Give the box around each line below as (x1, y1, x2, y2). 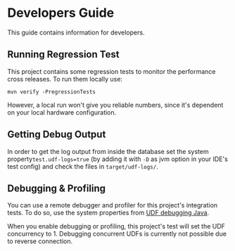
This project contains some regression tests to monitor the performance (7, 67, 216, 75)
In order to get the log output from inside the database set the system (7, 147, 209, 155)
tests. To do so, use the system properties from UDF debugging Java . (7, 209, 210, 217)
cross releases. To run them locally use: (7, 75, 123, 83)
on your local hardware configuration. (7, 108, 117, 117)
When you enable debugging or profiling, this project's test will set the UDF (7, 222, 225, 231)
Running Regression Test (7, 49, 120, 60)
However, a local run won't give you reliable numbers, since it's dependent (7, 101, 224, 109)
